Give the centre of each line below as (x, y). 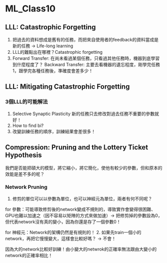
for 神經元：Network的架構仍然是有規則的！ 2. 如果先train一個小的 (73, 232)
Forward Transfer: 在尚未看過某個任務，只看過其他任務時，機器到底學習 (86, 58)
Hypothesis (24, 155)
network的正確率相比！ (29, 255)
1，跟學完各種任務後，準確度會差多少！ (53, 71)
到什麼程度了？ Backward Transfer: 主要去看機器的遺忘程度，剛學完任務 (86, 65)
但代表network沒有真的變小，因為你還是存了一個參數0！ (63, 222)
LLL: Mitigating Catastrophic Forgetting (68, 87)
